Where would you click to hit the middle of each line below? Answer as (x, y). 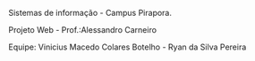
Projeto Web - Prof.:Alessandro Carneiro (83, 30)
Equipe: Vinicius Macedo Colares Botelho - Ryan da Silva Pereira (127, 47)
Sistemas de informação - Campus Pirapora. (90, 13)
